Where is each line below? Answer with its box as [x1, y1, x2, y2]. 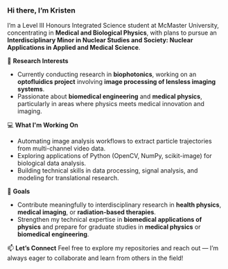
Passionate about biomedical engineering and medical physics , [17, 92, 202, 101]
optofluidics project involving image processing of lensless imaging [17, 78, 216, 86]
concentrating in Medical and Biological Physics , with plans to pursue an [7, 28, 217, 37]
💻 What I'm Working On [7, 121, 78, 130]
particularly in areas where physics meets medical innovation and [17, 100, 204, 108]
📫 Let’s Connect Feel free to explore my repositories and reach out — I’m [7, 244, 219, 252]
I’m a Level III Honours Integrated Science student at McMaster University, [7, 21, 220, 30]
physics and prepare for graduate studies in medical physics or [17, 223, 201, 231]
